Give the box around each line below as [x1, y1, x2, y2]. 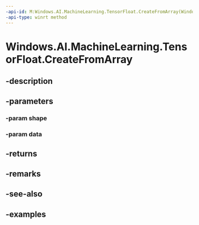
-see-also [5, 189, 43, 199]
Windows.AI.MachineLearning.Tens [5, 40, 188, 54]
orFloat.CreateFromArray [5, 52, 133, 66]
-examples [5, 209, 46, 219]
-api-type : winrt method [5, 14, 67, 20]
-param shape [5, 114, 48, 123]
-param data [5, 130, 42, 139]
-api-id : [5, 8, 27, 15]
